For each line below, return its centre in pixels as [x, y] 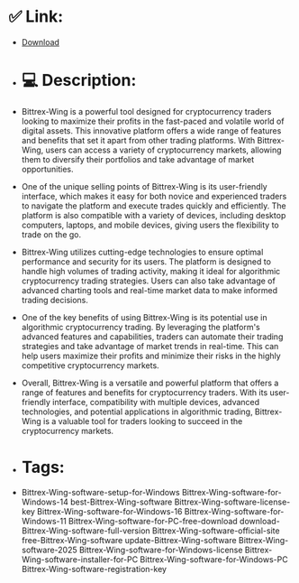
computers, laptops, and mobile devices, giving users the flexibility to [150, 225]
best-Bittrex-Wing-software [121, 502]
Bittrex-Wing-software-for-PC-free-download [153, 521]
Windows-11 [44, 521]
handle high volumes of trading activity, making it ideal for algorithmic [151, 271]
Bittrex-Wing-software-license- [232, 502]
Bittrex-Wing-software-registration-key [94, 569]
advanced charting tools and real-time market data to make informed [149, 290]
